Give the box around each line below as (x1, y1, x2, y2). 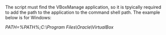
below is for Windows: (5, 15, 51, 20)
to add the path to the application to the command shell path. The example (5, 9, 160, 15)
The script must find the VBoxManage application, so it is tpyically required (5, 4, 161, 10)
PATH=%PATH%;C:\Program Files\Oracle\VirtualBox (5, 24, 114, 30)
